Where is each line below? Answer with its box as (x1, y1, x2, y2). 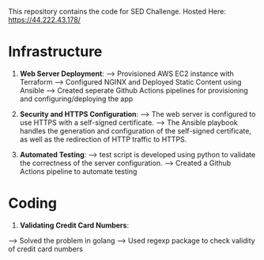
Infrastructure (8, 43, 103, 61)
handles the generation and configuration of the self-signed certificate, (19, 126, 251, 135)
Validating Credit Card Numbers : (19, 220, 129, 230)
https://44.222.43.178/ (8, 15, 81, 24)
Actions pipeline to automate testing (19, 166, 138, 176)
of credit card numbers (8, 244, 83, 254)
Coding (8, 194, 58, 213)
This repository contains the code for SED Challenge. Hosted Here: (8, 7, 227, 16)
